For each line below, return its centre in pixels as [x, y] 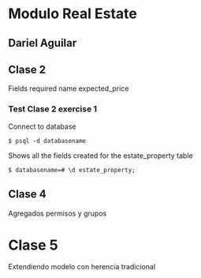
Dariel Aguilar [43, 43]
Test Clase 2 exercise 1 [52, 109]
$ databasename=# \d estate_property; [72, 170]
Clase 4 [27, 194]
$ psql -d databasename [47, 141]
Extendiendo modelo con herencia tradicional [82, 267]
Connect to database [42, 126]
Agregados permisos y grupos [58, 213]
